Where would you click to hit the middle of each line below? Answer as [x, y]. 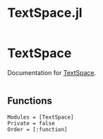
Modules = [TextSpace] [41, 117]
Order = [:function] [38, 129]
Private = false [31, 123]
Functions [30, 101]
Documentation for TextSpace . [52, 72]
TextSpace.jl [45, 13]
